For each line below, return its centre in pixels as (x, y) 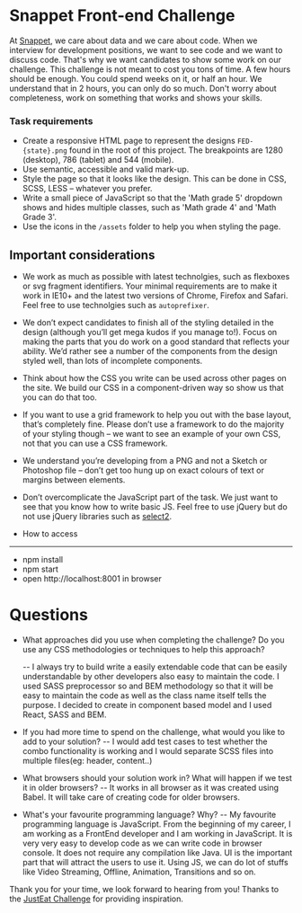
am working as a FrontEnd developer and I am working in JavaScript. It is (157, 833)
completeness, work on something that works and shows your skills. (136, 98)
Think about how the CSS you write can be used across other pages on (155, 378)
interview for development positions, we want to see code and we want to (146, 49)
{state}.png (44, 151)
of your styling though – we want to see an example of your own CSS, (151, 434)
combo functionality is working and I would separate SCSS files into (148, 750)
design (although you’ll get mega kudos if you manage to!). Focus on (150, 332)
